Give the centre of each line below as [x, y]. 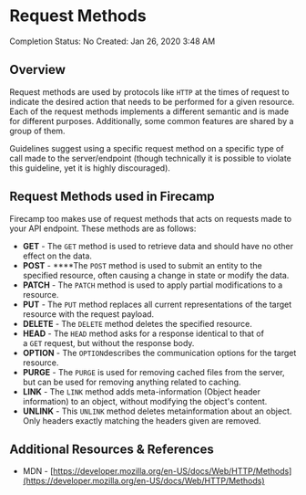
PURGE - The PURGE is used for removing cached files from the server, [153, 372]
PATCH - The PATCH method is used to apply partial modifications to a [153, 285]
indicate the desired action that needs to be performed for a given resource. [152, 101]
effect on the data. [57, 256]
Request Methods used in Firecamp [112, 197]
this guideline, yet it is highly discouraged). [90, 168]
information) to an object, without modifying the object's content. [145, 401]
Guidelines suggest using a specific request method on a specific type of [147, 148]
